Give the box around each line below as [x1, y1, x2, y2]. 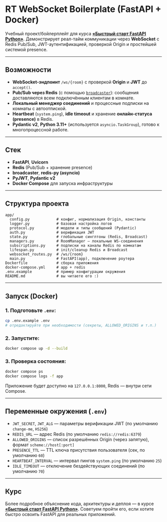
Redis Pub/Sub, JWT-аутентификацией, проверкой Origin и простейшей [5, 41, 157, 47]
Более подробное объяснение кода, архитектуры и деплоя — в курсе [5, 501, 154, 507]
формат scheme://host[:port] [12, 442, 75, 448]
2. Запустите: [5, 334, 40, 341]
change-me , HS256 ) [12, 426, 48, 432]
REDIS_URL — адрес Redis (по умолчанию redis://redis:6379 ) [12, 431, 142, 437]
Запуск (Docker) [5, 292, 58, 300]
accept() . [12, 84, 32, 90]
